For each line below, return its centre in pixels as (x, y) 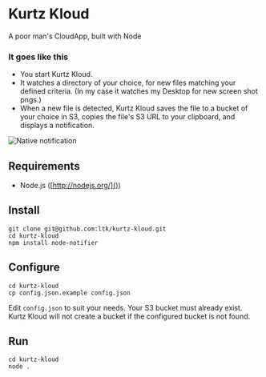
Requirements (44, 166)
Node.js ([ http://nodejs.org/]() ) (71, 186)
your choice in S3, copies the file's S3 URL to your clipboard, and (127, 117)
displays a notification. (57, 126)
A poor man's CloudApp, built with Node (75, 36)
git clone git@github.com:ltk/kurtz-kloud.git (87, 229)
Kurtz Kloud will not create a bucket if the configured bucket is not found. (129, 316)
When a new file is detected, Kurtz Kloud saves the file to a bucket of (134, 108)
